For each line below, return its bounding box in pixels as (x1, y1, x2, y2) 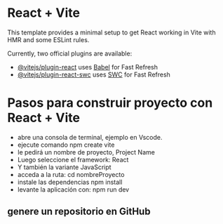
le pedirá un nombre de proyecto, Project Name (17, 147, 156, 156)
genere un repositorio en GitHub (7, 206, 151, 218)
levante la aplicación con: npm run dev (17, 185, 130, 194)
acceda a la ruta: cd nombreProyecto (17, 170, 125, 178)
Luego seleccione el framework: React (17, 155, 129, 164)
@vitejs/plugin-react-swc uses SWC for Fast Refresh (17, 70, 170, 79)
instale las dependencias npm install (17, 178, 123, 186)
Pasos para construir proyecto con (7, 95, 213, 111)
